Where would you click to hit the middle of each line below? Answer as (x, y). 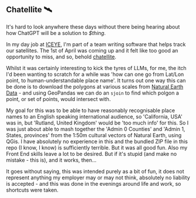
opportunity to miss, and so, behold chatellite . (61, 57)
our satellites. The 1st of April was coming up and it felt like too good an (92, 50)
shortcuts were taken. (32, 190)
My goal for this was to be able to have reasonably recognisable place (91, 110)
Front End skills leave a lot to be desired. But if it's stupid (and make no (92, 154)
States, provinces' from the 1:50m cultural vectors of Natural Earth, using (94, 135)
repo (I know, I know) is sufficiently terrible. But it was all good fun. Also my (97, 147)
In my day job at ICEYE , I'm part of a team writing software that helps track (96, 44)
